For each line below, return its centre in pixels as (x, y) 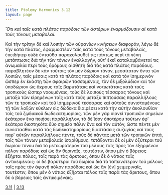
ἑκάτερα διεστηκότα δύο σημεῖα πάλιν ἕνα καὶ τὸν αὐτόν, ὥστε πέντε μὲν (82, 124)
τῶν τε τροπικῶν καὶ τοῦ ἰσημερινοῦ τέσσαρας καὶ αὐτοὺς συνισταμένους (83, 103)
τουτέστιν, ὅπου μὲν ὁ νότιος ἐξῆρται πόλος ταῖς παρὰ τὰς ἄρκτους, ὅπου (83, 172)
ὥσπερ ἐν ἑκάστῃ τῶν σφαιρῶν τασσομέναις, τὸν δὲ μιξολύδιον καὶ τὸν (80, 81)
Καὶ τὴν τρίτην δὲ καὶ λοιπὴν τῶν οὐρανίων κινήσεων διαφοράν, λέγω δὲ (82, 44)
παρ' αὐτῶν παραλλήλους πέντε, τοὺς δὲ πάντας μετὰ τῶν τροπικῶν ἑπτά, (84, 135)
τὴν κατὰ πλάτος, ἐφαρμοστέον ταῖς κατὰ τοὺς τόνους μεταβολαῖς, (76, 49)
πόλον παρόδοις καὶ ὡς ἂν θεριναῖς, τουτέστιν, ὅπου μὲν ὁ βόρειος (76, 151)
